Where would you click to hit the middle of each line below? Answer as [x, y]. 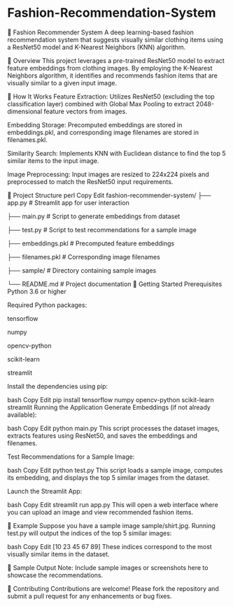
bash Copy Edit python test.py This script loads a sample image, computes [115, 470]
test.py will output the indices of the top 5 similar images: [90, 533]
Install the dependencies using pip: [58, 386]
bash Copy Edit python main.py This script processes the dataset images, [113, 428]
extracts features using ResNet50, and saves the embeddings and [103, 436]
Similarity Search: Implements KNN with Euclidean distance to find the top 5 [116, 153]
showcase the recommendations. [55, 575]
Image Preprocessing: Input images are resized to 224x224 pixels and [108, 174]
